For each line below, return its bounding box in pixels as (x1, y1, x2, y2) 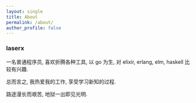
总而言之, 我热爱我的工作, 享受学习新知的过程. (6, 78, 116, 85)
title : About (6, 14, 38, 20)
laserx (6, 44, 25, 53)
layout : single (6, 8, 43, 15)
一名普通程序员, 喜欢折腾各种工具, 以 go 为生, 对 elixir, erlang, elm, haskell (6, 58, 184, 65)
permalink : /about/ (6, 19, 54, 25)
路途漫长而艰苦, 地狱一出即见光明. (6, 90, 88, 97)
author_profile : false (6, 25, 61, 31)
